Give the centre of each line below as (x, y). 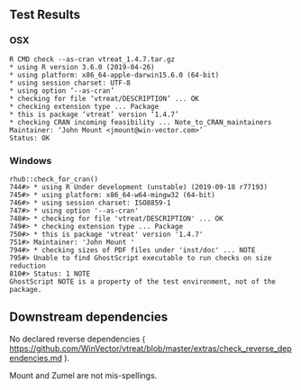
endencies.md (36, 358)
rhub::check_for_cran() (54, 179)
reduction (28, 266)
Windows (31, 160)
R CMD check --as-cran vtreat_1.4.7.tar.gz (92, 59)
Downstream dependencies (89, 317)
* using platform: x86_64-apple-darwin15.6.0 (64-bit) (114, 75)
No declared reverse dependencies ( (78, 339)
